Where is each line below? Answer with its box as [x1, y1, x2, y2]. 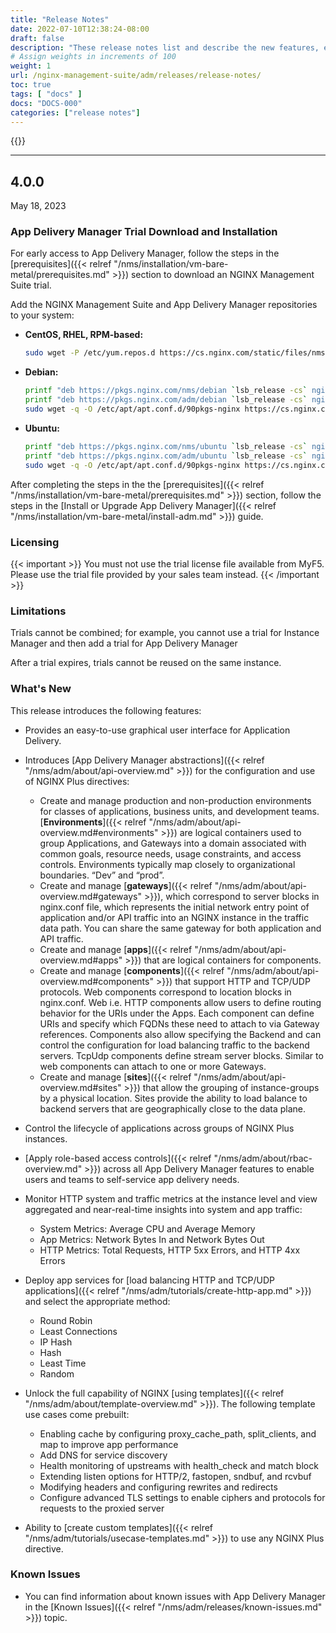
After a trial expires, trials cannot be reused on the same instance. [10, 657, 282, 669]
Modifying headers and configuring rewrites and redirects [39, 1481, 278, 1493]
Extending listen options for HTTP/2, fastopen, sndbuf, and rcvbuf [39, 1470, 312, 1482]
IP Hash [39, 1336, 73, 1348]
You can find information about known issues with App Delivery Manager [24, 1590, 326, 1602]
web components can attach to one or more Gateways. [39, 1060, 267, 1072]
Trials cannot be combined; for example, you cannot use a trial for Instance [10, 627, 320, 639]
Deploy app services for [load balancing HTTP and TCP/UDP [24, 1274, 276, 1286]
